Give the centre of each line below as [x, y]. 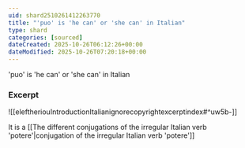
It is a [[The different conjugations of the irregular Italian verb [107, 128]
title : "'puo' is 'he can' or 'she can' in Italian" [97, 23]
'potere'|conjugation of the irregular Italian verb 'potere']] [102, 135]
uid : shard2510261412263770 [55, 15]
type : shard [28, 30]
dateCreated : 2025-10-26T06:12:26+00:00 [76, 45]
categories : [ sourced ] [45, 37]
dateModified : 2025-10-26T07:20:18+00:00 [77, 52]
